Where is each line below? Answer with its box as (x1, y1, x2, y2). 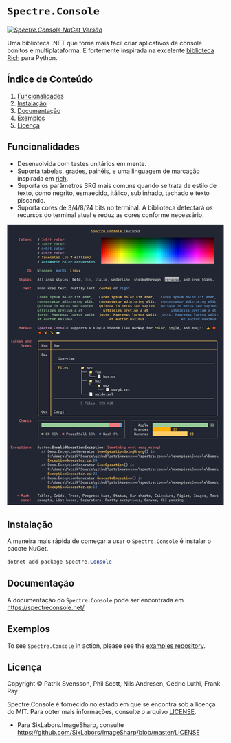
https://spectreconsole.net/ (7, 603, 85, 611)
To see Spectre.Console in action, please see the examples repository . (7, 641, 206, 650)
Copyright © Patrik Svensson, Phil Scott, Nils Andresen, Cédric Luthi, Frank (7, 680, 221, 688)
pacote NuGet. (7, 544, 49, 552)
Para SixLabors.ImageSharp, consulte (16, 721, 124, 729)
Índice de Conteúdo (7, 74, 93, 85)
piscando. (16, 196, 46, 204)
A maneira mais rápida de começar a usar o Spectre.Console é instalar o (7, 537, 212, 545)
